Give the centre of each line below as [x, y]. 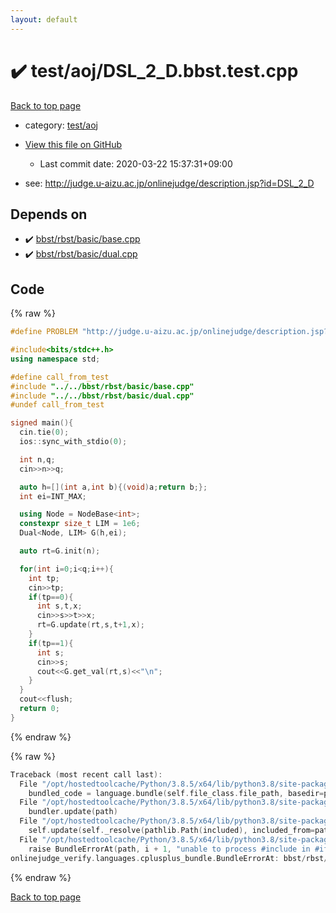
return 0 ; [39, 709]
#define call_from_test [60, 377]
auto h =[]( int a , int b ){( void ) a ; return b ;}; [113, 487]
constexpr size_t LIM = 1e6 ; [80, 524]
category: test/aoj [61, 125]
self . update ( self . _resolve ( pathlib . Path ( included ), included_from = [171, 831]
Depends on [49, 214]
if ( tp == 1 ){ [51, 643]
